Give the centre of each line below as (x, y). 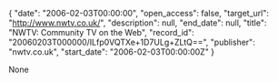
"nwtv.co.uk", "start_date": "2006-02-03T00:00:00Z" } (112, 52)
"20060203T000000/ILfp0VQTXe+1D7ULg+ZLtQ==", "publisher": (132, 42)
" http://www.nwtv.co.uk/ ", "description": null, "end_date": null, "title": (138, 23)
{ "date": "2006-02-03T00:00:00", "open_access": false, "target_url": (139, 13)
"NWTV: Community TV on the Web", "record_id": (101, 32)
